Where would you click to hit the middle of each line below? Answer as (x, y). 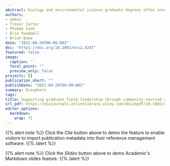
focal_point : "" (27, 66)
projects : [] (19, 76)
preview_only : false (31, 71)
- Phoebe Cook (20, 29)
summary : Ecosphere (26, 90)
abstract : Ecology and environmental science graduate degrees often (80, 10)
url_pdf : (14, 104)
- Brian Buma (19, 38)
